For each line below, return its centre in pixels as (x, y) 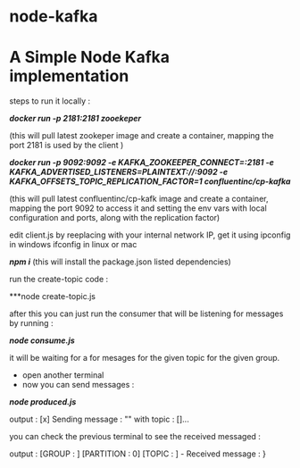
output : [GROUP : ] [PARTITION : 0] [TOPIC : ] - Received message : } (137, 454)
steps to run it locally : (50, 101)
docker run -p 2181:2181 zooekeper (75, 119)
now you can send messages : (78, 385)
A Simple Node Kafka (90, 58)
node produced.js (43, 402)
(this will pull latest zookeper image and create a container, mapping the (142, 136)
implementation (69, 76)
